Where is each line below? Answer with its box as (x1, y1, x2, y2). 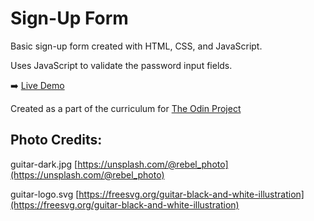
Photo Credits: (10, 132, 103, 149)
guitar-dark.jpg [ (10, 158, 78, 170)
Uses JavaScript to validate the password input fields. (10, 59, 233, 71)
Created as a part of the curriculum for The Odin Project (10, 102, 242, 114)
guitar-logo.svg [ (10, 188, 80, 200)
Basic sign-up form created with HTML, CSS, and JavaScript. (10, 40, 263, 52)
